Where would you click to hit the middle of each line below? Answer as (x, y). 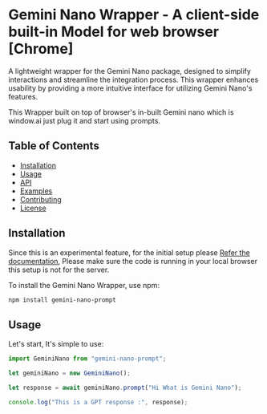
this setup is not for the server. (59, 270)
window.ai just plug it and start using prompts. (84, 120)
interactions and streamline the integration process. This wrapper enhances (133, 79)
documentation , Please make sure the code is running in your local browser (133, 261)
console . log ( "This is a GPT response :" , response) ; (98, 402)
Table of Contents (54, 146)
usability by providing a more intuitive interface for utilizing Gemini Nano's (130, 88)
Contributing (40, 199)
